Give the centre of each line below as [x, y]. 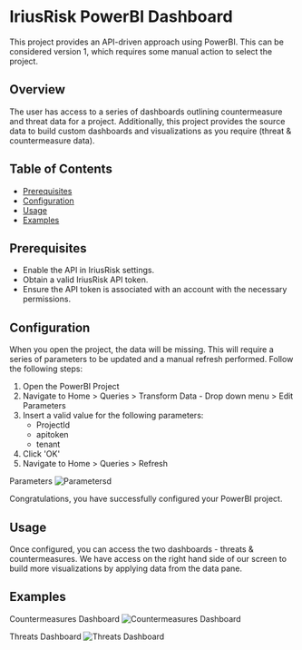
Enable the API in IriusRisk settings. [88, 271]
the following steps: [46, 369]
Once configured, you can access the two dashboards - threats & [132, 549]
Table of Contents [61, 169]
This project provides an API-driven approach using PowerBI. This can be [146, 42]
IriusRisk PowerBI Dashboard [121, 17]
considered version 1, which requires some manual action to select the [141, 51]
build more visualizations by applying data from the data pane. [126, 568]
